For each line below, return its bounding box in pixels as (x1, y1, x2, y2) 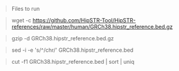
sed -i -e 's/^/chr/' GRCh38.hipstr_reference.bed (11, 46, 134, 54)
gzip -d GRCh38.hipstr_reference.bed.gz (11, 35, 114, 42)
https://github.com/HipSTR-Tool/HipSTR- (32, 17, 136, 23)
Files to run (11, 5, 40, 12)
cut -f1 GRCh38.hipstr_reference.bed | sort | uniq (11, 58, 135, 65)
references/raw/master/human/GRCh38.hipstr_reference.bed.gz (11, 23, 173, 30)
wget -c (11, 17, 32, 23)
